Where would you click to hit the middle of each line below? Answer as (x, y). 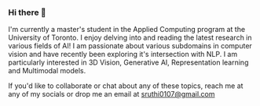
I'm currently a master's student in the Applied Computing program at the (127, 30)
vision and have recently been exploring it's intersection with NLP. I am (123, 55)
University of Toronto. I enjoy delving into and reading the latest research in (130, 37)
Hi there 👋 (27, 12)
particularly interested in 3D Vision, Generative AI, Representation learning (128, 62)
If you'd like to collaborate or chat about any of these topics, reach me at (126, 86)
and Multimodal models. (47, 71)
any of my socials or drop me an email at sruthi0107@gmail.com (112, 94)
